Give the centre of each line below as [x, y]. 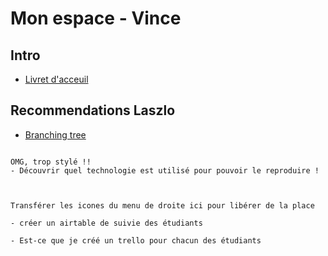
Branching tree [55, 134]
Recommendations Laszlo [93, 110]
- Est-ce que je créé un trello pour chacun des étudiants [136, 240]
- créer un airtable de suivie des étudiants [106, 223]
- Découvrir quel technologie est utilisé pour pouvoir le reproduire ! [165, 170]
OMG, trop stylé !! [51, 162]
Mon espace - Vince [96, 18]
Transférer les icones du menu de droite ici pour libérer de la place [162, 205]
